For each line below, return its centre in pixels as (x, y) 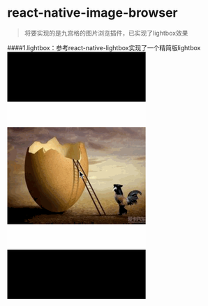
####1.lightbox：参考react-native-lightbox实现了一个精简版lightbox (104, 47)
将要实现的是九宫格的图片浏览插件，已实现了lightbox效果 (106, 33)
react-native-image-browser (92, 13)
